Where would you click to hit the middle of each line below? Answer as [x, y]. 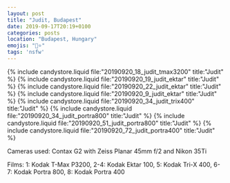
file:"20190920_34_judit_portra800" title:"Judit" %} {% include [96, 115]
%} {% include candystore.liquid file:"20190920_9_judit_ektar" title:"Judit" [112, 93]
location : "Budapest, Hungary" [52, 39]
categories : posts [33, 33]
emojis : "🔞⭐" [26, 46]
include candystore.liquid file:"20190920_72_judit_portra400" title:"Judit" [111, 130]
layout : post [26, 13]
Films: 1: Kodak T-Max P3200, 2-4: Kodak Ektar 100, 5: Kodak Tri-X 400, [110, 164]
